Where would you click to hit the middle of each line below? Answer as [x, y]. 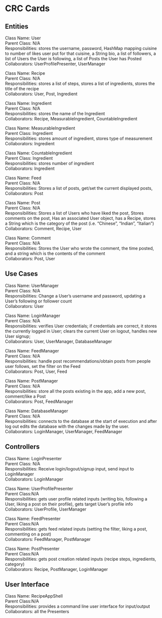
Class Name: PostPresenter [32, 549]
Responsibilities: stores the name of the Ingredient [55, 114]
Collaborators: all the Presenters [37, 612]
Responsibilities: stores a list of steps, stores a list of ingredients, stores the [80, 84]
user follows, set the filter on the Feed [43, 366]
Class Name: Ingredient [28, 103]
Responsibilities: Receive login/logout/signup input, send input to [70, 468]
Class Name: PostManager [31, 381]
